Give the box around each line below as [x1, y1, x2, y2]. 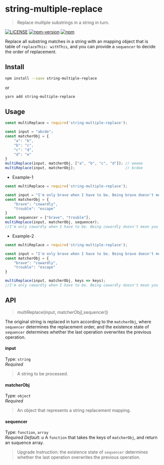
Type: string [5, 356, 31, 362]
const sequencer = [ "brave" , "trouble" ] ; [5, 215, 91, 220]
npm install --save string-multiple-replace [5, 76, 97, 81]
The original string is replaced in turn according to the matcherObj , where [5, 318, 151, 325]
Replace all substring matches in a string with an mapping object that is [5, 38, 148, 44]
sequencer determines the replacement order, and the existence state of [5, 324, 149, 329]
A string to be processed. [17, 370, 68, 376]
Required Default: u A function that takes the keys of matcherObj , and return [5, 435, 158, 441]
